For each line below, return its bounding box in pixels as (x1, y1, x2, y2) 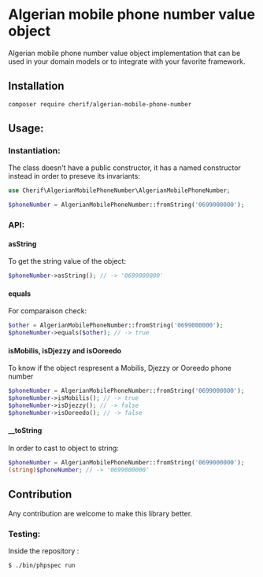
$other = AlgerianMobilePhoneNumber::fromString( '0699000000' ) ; (8, 321, 224, 330)
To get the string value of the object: (8, 257, 127, 266)
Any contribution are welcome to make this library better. (8, 509, 193, 518)
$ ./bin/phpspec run (8, 561, 76, 569)
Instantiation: (8, 146, 61, 157)
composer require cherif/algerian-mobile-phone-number (8, 100, 192, 108)
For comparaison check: (8, 306, 87, 316)
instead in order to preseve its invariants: (8, 172, 140, 181)
